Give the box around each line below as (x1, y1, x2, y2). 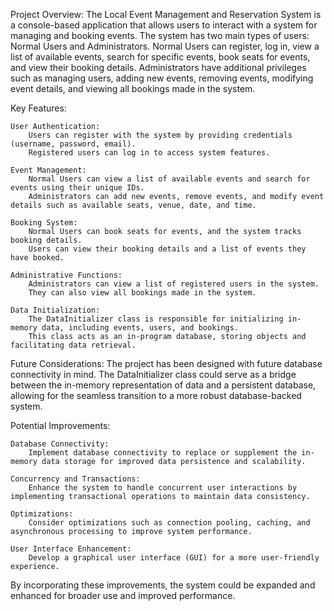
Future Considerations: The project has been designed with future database (10, 358, 323, 369)
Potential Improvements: (10, 420, 111, 431)
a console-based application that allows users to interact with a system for (10, 19, 318, 31)
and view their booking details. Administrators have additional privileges (10, 62, 307, 73)
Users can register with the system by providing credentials (28, 130, 293, 140)
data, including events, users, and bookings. (41, 323, 240, 333)
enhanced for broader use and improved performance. (10, 590, 236, 601)
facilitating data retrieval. (10, 340, 137, 350)
